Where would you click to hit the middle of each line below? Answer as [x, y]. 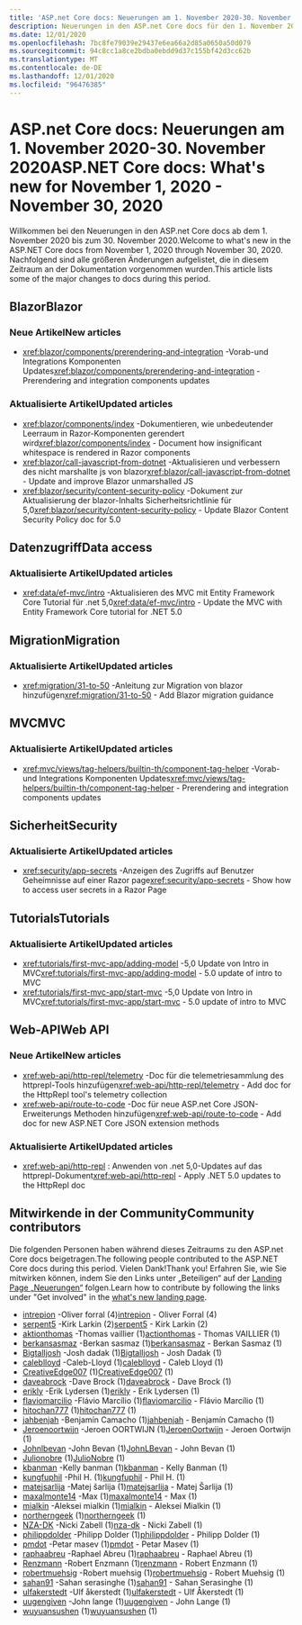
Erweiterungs [47, 1114]
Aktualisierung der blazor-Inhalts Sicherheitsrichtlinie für [127, 500]
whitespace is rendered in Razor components [106, 452]
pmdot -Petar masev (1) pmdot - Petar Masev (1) [111, 1544]
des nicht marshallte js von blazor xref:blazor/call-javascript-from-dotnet [156, 471]
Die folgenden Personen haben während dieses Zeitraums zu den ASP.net [147, 1249]
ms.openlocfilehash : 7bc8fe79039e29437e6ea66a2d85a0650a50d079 [130, 43]
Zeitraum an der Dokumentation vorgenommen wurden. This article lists [141, 269]
